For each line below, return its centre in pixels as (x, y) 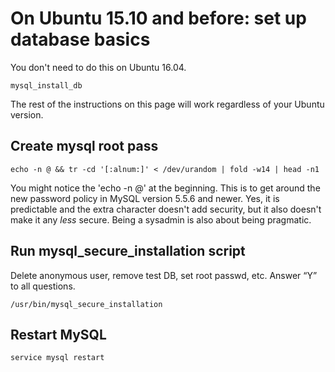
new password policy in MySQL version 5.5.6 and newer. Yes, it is (145, 198)
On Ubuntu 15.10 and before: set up (158, 18)
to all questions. (43, 286)
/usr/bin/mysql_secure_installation (86, 304)
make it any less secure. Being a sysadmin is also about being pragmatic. (161, 219)
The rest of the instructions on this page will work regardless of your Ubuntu (167, 104)
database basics (80, 39)
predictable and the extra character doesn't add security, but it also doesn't (166, 209)
